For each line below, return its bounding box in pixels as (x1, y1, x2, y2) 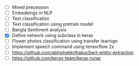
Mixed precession (11, 4, 49, 10)
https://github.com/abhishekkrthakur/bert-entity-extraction (11, 49, 134, 55)
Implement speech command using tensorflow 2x (11, 43, 114, 49)
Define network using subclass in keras (11, 32, 93, 38)
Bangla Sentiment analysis (11, 27, 66, 33)
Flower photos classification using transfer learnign (11, 38, 118, 44)
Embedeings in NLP (11, 10, 53, 16)
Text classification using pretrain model (11, 21, 93, 27)
